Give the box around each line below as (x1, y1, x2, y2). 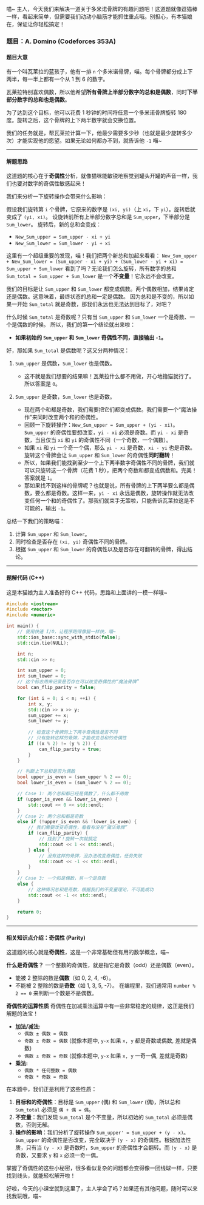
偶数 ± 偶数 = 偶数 (24, 1031, 68, 1037)
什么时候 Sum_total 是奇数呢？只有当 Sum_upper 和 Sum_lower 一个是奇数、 (6, 313, 190, 321)
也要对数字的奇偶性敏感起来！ (11, 180, 86, 187)
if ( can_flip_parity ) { (28, 830, 88, 837)
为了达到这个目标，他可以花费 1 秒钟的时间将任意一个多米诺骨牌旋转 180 (6, 109, 187, 117)
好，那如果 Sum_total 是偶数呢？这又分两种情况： (6, 347, 130, 354)
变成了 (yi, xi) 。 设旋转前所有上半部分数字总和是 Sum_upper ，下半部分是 (6, 213, 190, 220)
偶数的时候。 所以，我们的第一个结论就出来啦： (16, 321, 135, 328)
